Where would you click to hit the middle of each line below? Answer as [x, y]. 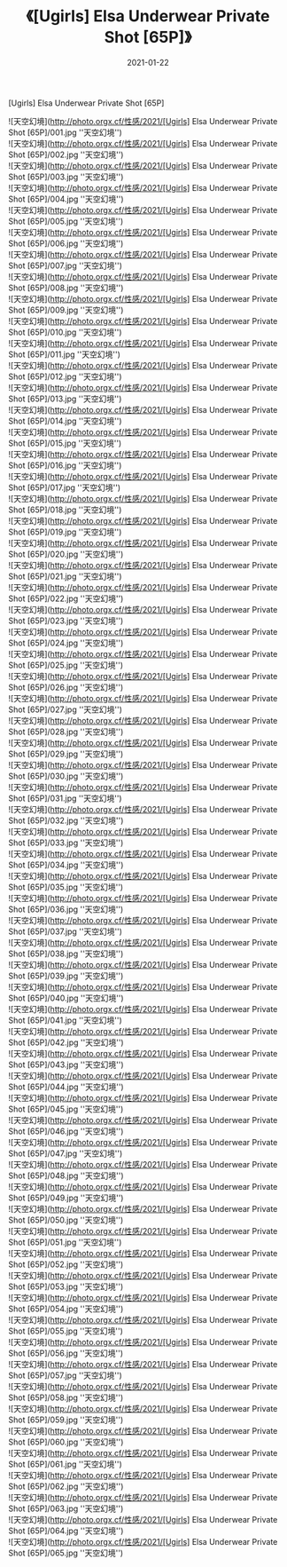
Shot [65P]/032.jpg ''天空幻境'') [66, 820]
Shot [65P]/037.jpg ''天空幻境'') [66, 931]
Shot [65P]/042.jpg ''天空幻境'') [66, 1042]
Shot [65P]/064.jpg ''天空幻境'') [66, 1531]
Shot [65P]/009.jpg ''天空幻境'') [66, 310]
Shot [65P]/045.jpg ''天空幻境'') [66, 1109]
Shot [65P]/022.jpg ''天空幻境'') [66, 598]
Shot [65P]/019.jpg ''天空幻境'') [65, 532]
